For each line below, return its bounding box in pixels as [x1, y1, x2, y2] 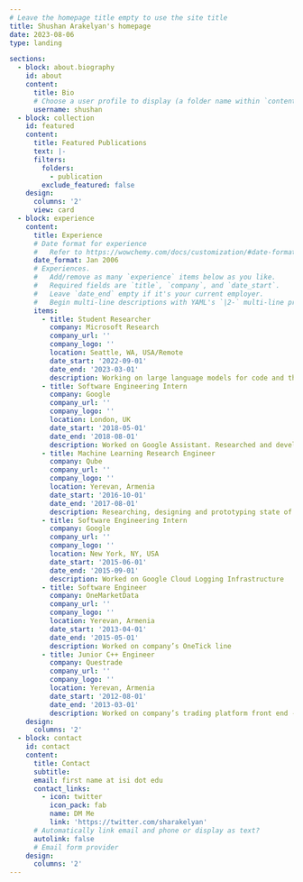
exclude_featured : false [41, 180, 135, 189]
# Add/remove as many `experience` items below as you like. [32, 272, 277, 282]
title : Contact [32, 758, 91, 767]
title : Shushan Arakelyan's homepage [9, 22, 151, 31]
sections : [9, 55, 47, 64]
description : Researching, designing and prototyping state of [49, 507, 293, 517]
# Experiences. [32, 264, 91, 273]
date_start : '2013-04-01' [49, 624, 147, 634]
